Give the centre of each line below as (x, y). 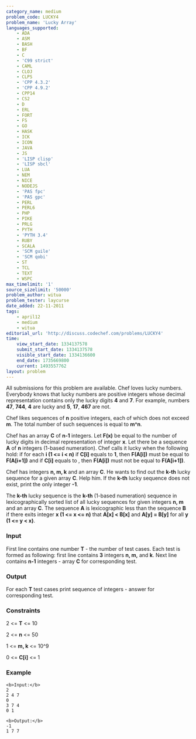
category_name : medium (34, 11)
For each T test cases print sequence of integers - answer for (80, 589)
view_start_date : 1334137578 (52, 344)
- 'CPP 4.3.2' (34, 83)
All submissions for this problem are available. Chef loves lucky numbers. (94, 388)
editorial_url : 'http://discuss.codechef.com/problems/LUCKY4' (85, 333)
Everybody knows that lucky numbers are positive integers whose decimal (96, 394)
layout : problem (26, 371)
